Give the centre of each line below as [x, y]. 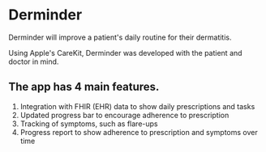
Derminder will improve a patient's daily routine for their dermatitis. [120, 37]
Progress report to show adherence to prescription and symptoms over [139, 132]
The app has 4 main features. [84, 87]
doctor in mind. [34, 61]
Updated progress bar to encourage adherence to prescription [124, 115]
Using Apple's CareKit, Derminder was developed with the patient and [125, 53]
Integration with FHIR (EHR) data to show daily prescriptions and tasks [137, 106]
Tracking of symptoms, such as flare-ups [89, 124]
